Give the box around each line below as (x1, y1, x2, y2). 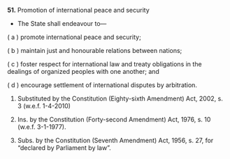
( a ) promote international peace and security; (7, 33, 141, 41)
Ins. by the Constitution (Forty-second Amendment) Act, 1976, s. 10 (17, 115, 211, 123)
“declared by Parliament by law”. (17, 144, 111, 152)
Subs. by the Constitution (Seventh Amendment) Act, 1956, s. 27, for (17, 136, 214, 144)
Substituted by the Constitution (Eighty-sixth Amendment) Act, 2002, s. (17, 94, 224, 103)
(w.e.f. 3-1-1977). (17, 123, 66, 131)
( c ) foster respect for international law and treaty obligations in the (7, 60, 202, 68)
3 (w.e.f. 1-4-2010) (17, 102, 71, 110)
